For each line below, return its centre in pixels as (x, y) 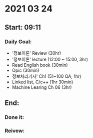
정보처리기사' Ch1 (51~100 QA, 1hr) (46, 76)
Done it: (14, 117)
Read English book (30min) (40, 65)
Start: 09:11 (23, 27)
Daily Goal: (18, 42)
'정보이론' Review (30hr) (36, 53)
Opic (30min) (25, 70)
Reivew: (15, 131)
